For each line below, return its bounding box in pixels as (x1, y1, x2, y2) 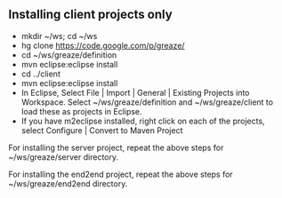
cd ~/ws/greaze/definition (20, 49, 117, 60)
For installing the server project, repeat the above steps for (8, 142, 224, 153)
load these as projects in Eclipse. (20, 106, 143, 116)
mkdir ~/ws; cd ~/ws (20, 30, 98, 41)
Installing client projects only (8, 7, 173, 22)
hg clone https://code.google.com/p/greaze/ (20, 40, 185, 51)
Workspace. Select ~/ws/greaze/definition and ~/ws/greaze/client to (20, 97, 273, 107)
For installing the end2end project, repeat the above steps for (8, 169, 233, 179)
